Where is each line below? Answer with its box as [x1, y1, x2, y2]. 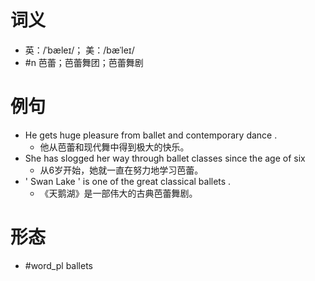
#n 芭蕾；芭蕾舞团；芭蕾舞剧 [24, 56, 144, 68]
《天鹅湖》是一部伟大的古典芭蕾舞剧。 [39, 187, 198, 199]
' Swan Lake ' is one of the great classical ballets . [24, 175, 232, 187]
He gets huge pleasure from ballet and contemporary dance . [24, 129, 278, 141]
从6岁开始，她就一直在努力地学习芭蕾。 [39, 164, 204, 176]
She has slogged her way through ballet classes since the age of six [24, 152, 306, 164]
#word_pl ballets [24, 259, 93, 271]
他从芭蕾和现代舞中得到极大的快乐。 [39, 141, 190, 153]
